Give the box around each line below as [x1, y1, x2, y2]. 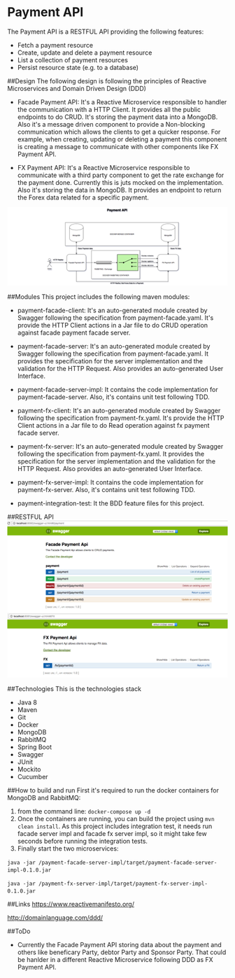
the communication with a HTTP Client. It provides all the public [17, 105, 201, 113]
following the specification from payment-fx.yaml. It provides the [17, 449, 205, 459]
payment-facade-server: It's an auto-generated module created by [17, 342, 211, 351]
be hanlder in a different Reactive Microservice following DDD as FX [17, 956, 213, 964]
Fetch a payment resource [17, 41, 94, 49]
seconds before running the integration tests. [17, 837, 148, 846]
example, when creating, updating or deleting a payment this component [17, 134, 227, 144]
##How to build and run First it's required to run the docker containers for [7, 786, 219, 795]
